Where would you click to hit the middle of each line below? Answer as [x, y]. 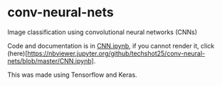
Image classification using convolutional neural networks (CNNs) [102, 32]
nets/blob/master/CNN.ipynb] [51, 60]
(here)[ [17, 53]
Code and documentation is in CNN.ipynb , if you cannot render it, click [111, 45]
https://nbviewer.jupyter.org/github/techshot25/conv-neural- [116, 53]
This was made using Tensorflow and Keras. [72, 75]
